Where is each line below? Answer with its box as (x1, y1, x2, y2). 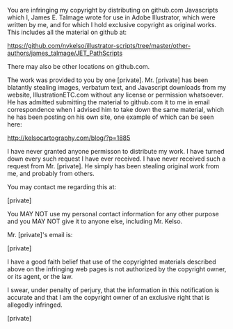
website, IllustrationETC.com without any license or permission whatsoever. (7, 90, 224, 99)
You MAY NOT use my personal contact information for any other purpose (7, 210, 219, 218)
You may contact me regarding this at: (7, 183, 117, 191)
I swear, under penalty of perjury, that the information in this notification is (7, 286, 220, 294)
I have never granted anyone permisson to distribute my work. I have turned (7, 147, 225, 155)
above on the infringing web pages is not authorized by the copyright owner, (7, 265, 227, 273)
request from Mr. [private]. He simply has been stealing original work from (7, 162, 220, 170)
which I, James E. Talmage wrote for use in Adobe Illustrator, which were (7, 13, 216, 22)
